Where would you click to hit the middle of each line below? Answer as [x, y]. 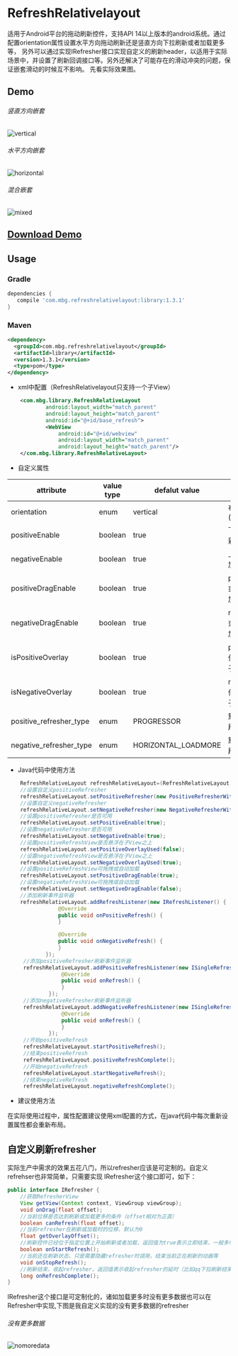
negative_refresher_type [51, 745]
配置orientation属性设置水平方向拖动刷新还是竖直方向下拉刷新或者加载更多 [116, 42]
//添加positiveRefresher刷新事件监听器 [77, 961]
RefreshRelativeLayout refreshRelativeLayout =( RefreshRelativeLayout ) [126, 783]
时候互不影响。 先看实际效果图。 [92, 69]
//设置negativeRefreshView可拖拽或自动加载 [80, 882]
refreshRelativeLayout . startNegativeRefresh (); [95, 1073]
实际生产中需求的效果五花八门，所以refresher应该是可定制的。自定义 [108, 1168]
